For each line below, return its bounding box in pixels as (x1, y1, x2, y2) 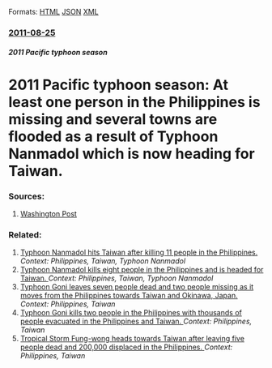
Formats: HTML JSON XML (8, 7, 99, 16)
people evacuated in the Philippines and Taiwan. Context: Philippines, (19, 316, 253, 327)
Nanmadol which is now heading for (8, 144, 255, 163)
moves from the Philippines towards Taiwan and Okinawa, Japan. (19, 291, 238, 301)
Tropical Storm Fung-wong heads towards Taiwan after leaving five (19, 334, 245, 344)
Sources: (8, 190, 45, 202)
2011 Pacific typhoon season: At (8, 75, 229, 94)
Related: (8, 229, 42, 240)
